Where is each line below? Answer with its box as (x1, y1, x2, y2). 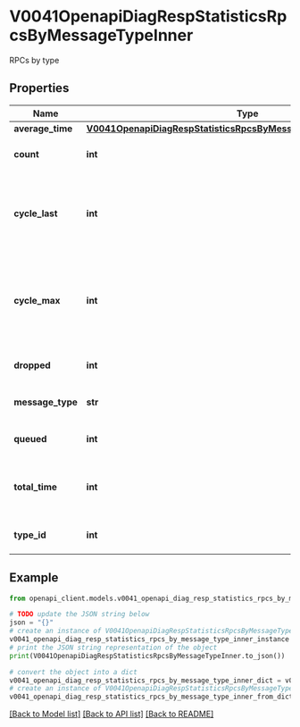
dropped (13, 359, 51, 372)
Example (9, 570, 59, 586)
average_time (13, 122, 73, 135)
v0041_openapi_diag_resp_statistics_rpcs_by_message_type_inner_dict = (9, 676, 281, 685)
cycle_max (13, 294, 61, 306)
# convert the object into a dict (9, 667, 138, 676)
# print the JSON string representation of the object (9, 643, 218, 652)
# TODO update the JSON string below (9, 610, 150, 619)
